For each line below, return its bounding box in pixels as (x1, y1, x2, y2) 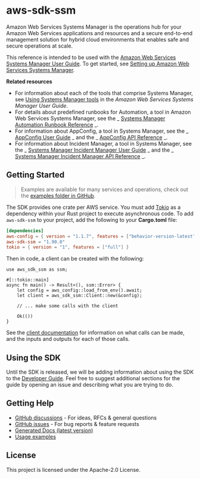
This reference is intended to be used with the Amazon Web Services (6, 54, 176, 61)
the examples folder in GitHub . (20, 192, 96, 199)
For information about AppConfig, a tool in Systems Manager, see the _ (14, 127, 189, 134)
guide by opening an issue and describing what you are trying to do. (6, 381, 174, 389)
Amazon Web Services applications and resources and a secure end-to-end (6, 29, 193, 36)
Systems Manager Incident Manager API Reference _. (14, 152, 146, 159)
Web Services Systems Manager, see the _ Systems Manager (14, 114, 165, 122)
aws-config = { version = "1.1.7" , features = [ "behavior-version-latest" (6, 233, 196, 239)
